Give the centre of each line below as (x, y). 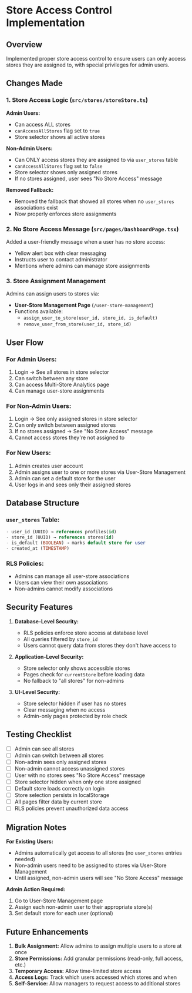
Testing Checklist (39, 734)
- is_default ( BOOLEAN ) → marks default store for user (76, 543)
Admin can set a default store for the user (65, 478)
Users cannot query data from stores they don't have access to (100, 645)
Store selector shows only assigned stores (66, 172)
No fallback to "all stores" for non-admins (74, 680)
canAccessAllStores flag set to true (57, 131)
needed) (25, 859)
